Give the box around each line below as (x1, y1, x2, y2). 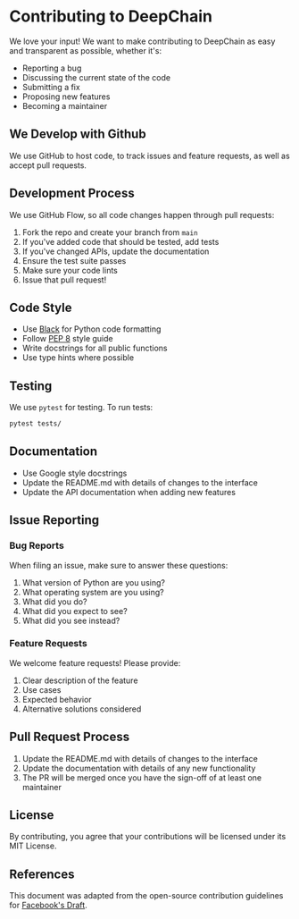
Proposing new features (21, 91, 111, 102)
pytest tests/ (9, 419, 62, 428)
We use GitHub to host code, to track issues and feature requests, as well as (9, 150, 290, 161)
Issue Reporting (9, 512, 100, 528)
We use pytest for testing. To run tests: (9, 402, 154, 413)
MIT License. (9, 840, 57, 851)
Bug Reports (9, 539, 64, 552)
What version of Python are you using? (21, 577, 165, 587)
